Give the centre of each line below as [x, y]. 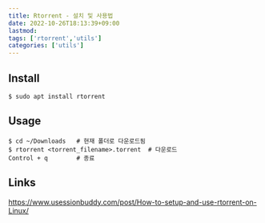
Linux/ [19, 210]
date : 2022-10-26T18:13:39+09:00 [64, 23]
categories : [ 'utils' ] [46, 46]
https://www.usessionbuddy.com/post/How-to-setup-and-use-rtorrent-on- [133, 202]
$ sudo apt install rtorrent [57, 96]
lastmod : [23, 30]
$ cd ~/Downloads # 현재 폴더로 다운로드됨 [77, 141]
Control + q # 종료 [52, 158]
